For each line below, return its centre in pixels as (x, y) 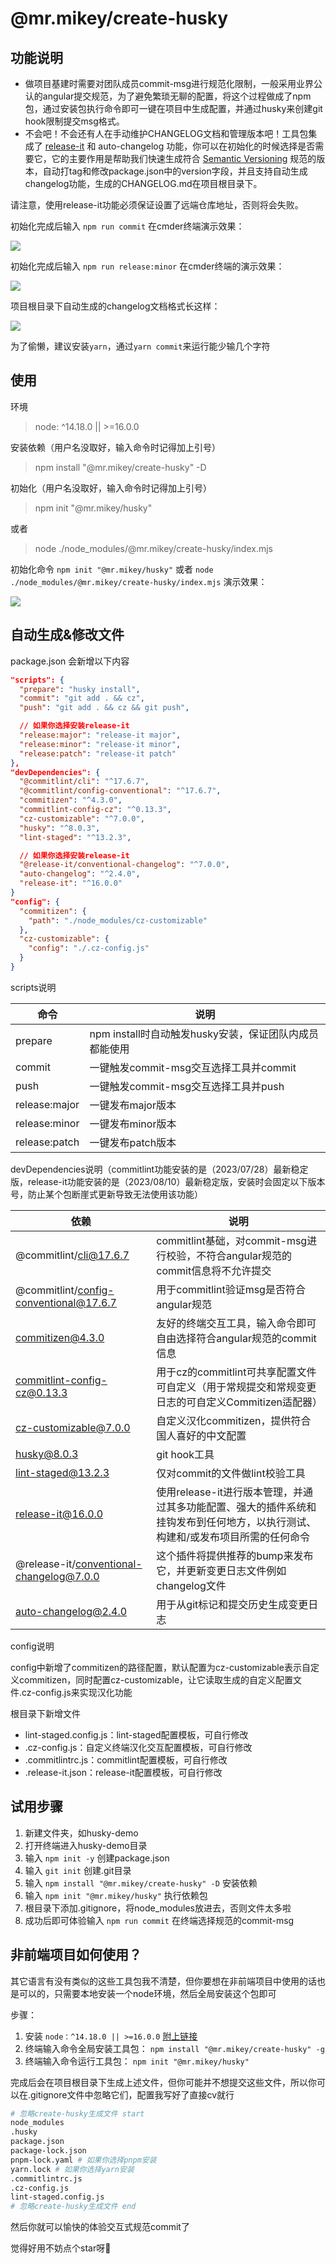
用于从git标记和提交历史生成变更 (232, 1604)
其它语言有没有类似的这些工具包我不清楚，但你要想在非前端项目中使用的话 (163, 1981)
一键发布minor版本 (133, 1124)
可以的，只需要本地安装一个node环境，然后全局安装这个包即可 (147, 1993)
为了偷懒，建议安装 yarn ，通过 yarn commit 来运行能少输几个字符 (140, 346)
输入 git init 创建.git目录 (78, 1870)
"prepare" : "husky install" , (80, 689)
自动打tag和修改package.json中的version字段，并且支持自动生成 (175, 171)
